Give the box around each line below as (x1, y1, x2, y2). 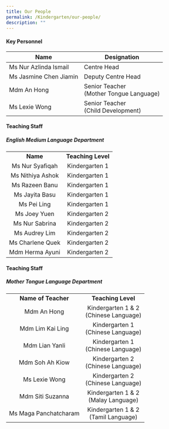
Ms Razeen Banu (11, 181, 58, 189)
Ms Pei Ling (18, 200, 51, 208)
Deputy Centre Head (84, 72, 141, 80)
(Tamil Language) (89, 412, 138, 421)
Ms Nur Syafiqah (11, 162, 58, 170)
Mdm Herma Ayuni (9, 248, 60, 257)
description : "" (6, 19, 46, 25)
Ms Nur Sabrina (13, 220, 57, 228)
